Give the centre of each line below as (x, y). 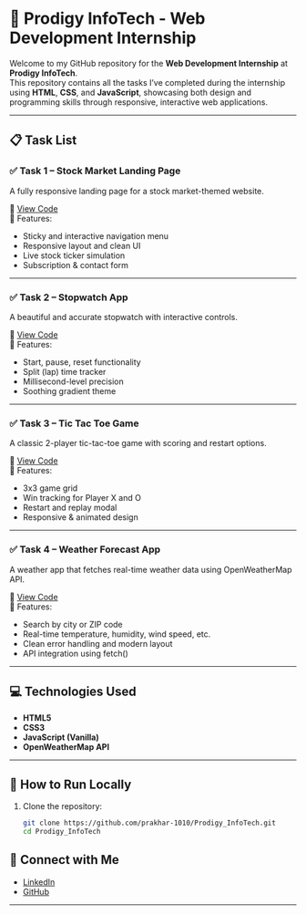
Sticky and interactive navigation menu (96, 235)
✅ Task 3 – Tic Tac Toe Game (74, 423)
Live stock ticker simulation (74, 255)
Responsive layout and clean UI (82, 245)
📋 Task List (43, 140)
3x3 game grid (50, 488)
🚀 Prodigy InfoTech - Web (107, 19)
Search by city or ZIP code (72, 624)
